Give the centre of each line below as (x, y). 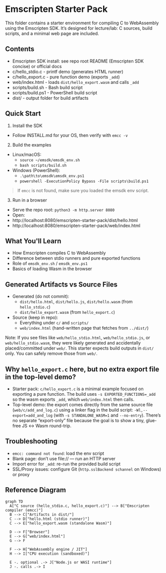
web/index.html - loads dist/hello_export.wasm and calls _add (76, 82)
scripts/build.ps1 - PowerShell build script (55, 92)
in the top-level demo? (41, 377)
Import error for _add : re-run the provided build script (66, 464)
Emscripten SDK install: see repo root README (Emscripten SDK (78, 61)
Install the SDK (27, 126)
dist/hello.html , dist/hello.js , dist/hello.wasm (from (76, 302)
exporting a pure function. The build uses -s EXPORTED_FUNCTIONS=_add (84, 394)
